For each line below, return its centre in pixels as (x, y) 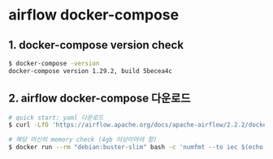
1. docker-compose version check (96, 45)
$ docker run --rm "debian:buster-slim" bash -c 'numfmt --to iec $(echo (136, 148)
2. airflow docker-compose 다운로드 (100, 99)
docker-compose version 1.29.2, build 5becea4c (91, 71)
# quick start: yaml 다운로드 (56, 118)
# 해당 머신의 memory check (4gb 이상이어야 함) (83, 140)
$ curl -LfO (28, 125)
